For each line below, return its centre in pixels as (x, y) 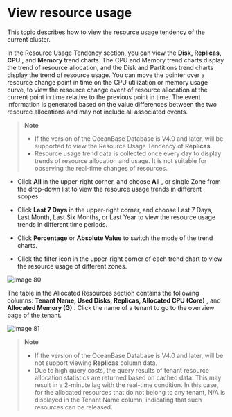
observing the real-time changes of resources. (101, 168)
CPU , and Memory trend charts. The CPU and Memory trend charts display (116, 60)
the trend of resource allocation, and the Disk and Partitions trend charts (110, 67)
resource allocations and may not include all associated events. (98, 112)
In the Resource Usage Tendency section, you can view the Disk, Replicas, (114, 53)
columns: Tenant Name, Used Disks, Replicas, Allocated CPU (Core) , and (114, 300)
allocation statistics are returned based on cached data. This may (128, 377)
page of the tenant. (35, 315)
